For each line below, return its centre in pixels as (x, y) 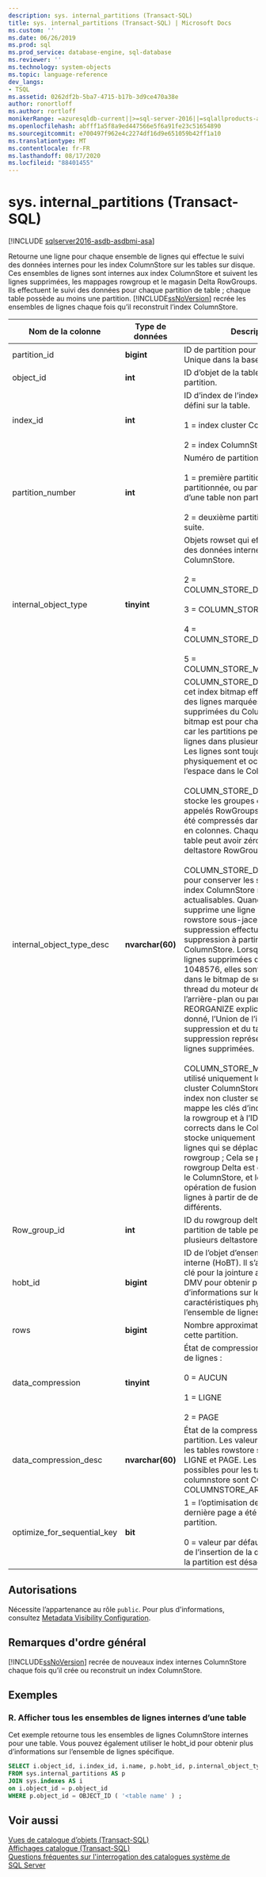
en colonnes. (207, 831)
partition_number (44, 492)
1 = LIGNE (203, 1398)
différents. (203, 1208)
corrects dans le (214, 1128)
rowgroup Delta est (219, 1168)
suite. (194, 527)
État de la (201, 1431)
